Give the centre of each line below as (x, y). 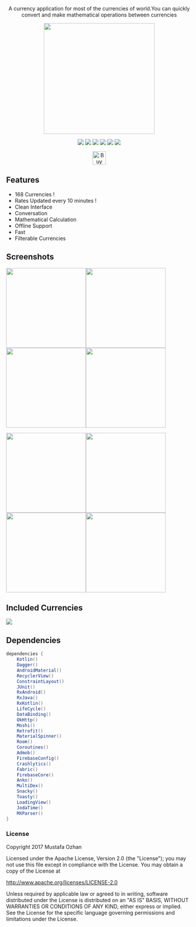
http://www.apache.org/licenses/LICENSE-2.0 (62, 882)
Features (23, 180)
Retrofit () (30, 731)
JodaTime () (30, 808)
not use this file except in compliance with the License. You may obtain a (94, 864)
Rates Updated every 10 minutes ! (55, 200)
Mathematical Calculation (45, 219)
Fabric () (27, 769)
